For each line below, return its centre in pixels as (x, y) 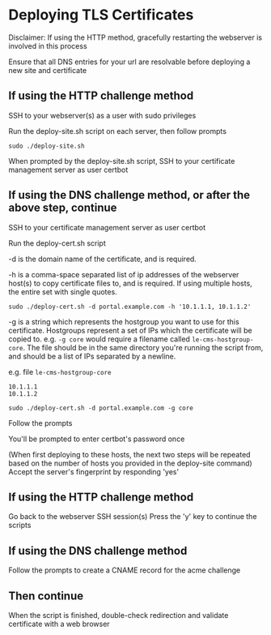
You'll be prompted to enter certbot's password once (97, 439)
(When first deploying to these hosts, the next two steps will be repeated (129, 454)
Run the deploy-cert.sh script (57, 243)
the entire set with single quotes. (63, 292)
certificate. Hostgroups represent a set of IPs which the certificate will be (130, 330)
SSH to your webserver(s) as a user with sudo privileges (102, 115)
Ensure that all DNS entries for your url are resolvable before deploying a (129, 62)
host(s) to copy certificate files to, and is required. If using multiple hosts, (130, 283)
